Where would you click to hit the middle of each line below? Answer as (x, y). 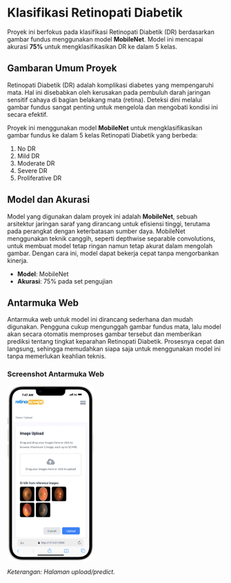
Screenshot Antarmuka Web (56, 374)
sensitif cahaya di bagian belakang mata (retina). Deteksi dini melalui (104, 100)
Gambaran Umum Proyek (62, 68)
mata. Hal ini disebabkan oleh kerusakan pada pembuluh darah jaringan (109, 92)
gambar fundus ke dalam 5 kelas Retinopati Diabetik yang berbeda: (102, 135)
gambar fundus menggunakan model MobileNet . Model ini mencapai (105, 39)
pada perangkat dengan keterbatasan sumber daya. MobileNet (97, 231)
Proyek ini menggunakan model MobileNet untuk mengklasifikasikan (105, 128)
